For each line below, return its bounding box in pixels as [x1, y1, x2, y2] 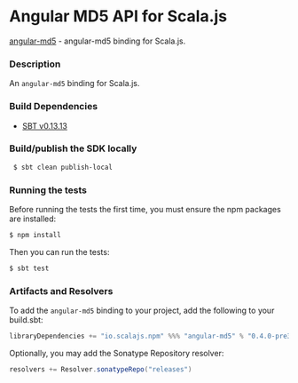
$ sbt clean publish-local [12, 163, 114, 172]
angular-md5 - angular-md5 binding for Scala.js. [9, 36, 186, 46]
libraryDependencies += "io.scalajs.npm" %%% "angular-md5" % [9, 331, 244, 341]
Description [9, 58, 61, 70]
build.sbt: [9, 315, 43, 325]
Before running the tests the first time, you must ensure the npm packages [9, 204, 281, 214]
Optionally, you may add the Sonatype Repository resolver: [9, 347, 224, 358]
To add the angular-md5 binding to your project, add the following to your [9, 305, 275, 316]
